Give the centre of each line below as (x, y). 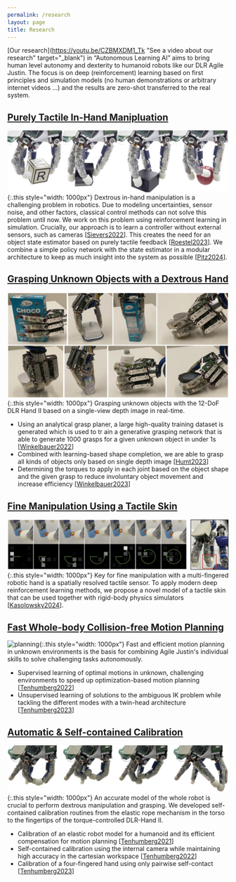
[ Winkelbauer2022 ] (46, 447)
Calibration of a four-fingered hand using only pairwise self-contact (115, 863)
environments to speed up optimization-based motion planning (109, 680)
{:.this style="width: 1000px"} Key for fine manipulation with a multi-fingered (118, 575)
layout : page (26, 22)
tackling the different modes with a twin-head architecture (101, 703)
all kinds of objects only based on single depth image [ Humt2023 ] (113, 462)
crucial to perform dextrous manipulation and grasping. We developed (109, 805)
